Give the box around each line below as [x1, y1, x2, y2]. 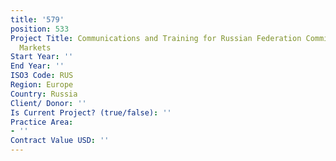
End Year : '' [10, 61, 65, 71]
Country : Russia [10, 89, 78, 99]
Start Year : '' [10, 52, 74, 62]
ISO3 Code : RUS [10, 71, 74, 81]
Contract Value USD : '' [10, 136, 110, 146]
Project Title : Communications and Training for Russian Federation [10, 33, 302, 43]
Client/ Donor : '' [10, 98, 87, 108]
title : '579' [10, 14, 65, 25]
